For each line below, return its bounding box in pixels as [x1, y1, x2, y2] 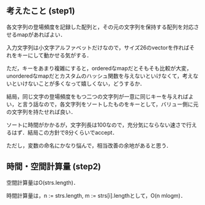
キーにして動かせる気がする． [17, 51, 92, 59]
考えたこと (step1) [6, 6, 75, 17]
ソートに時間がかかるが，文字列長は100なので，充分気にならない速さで [6, 121, 187, 129]
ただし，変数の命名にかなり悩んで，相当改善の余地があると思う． [6, 141, 172, 149]
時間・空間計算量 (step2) [6, 162, 102, 172]
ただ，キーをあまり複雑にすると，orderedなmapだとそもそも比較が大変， [6, 64, 192, 72]
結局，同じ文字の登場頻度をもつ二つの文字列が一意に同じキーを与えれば [6, 92, 188, 100]
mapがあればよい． [17, 31, 66, 38]
